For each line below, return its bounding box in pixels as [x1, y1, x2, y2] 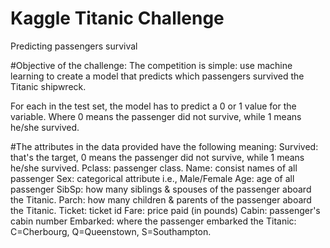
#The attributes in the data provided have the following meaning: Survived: [10, 140, 319, 152]
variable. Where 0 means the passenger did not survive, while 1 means [10, 110, 302, 122]
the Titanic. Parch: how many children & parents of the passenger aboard [10, 193, 312, 206]
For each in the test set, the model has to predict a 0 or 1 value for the [10, 100, 297, 112]
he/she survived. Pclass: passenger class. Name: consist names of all [10, 162, 298, 174]
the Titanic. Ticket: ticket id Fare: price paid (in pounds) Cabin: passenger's [10, 204, 321, 216]
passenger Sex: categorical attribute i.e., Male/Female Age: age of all [10, 172, 295, 184]
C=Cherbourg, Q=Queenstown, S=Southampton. [10, 225, 212, 237]
